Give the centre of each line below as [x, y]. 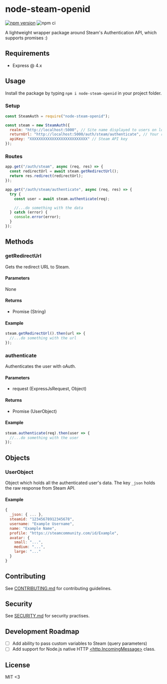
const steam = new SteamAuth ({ [38, 125]
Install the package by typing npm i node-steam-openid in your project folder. [83, 93]
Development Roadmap [42, 632]
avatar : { [20, 538]
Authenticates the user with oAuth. [41, 366]
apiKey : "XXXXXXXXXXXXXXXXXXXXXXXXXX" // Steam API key [69, 139]
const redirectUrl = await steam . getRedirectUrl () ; [64, 171]
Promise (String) [29, 311]
